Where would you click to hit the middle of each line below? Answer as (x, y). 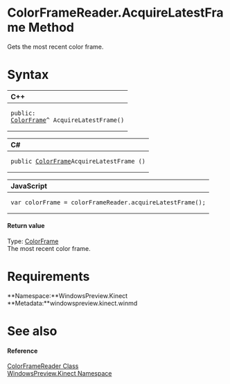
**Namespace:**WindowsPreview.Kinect (68, 296)
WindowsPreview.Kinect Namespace (60, 374)
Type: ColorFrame (33, 241)
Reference (23, 351)
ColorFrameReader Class (43, 366)
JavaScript (29, 186)
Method (51, 27)
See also (32, 331)
